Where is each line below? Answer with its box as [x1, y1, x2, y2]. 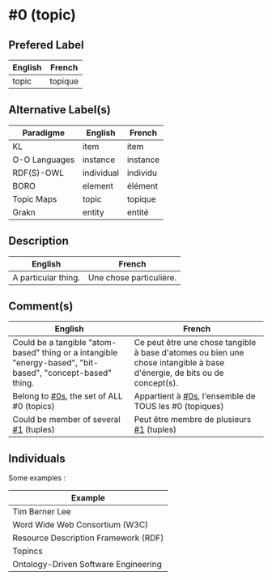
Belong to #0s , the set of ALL [12, 390, 123, 402]
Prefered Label [8, 38, 84, 52]
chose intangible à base [134, 357, 225, 369]
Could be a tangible [12, 337, 87, 348]
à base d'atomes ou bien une [134, 347, 244, 358]
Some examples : [8, 473, 66, 483]
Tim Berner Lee [12, 506, 71, 518]
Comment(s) [8, 300, 74, 313]
